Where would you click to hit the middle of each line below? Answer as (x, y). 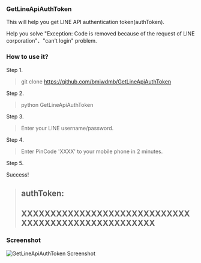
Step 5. (15, 163)
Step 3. (15, 116)
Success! (18, 174)
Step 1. (14, 70)
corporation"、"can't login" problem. (52, 41)
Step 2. (15, 93)
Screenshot (23, 240)
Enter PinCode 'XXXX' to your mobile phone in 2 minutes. (92, 151)
